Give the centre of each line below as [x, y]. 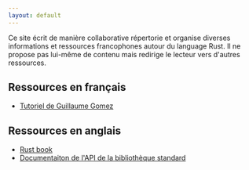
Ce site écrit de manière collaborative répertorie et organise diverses [119, 38]
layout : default [35, 15]
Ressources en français [67, 87]
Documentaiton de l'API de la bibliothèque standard [103, 158]
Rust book [36, 150]
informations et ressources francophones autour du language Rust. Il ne [124, 46]
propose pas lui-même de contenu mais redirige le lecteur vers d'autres [124, 54]
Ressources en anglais [65, 130]
